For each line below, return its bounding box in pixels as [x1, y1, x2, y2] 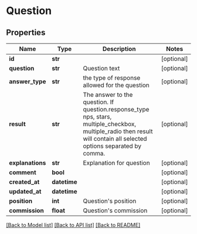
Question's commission [83, 206, 148, 215]
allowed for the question [83, 81, 150, 89]
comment [9, 168, 36, 177]
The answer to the [83, 91, 133, 99]
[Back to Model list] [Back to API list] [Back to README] [6, 222, 141, 228]
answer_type [9, 77, 46, 86]
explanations [9, 159, 46, 167]
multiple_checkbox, [83, 120, 137, 128]
